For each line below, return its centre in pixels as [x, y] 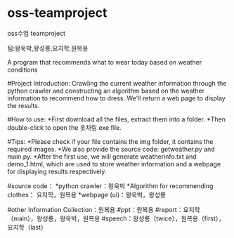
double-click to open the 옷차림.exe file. [64, 127]
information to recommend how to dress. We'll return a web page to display [117, 98]
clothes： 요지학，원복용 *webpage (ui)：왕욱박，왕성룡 [87, 194]
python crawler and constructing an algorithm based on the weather [106, 91]
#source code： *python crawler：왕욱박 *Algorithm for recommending [110, 186]
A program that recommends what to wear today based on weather [105, 62]
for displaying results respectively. [57, 171]
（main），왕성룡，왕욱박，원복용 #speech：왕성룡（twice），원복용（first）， [116, 218]
